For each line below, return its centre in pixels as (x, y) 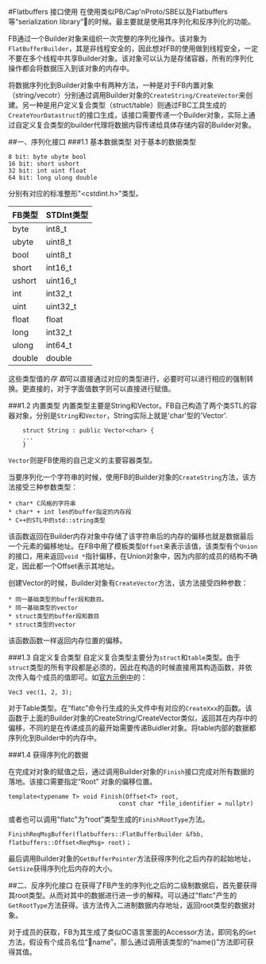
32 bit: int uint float (48, 171)
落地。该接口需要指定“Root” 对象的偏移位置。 (83, 782)
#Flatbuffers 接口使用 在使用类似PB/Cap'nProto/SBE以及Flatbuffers (118, 12)
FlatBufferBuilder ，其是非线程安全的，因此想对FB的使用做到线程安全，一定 (133, 48)
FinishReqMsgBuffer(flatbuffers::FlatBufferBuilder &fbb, (106, 834)
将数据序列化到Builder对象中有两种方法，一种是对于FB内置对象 (111, 85)
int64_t (59, 345)
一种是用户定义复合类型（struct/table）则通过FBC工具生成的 (128, 105)
